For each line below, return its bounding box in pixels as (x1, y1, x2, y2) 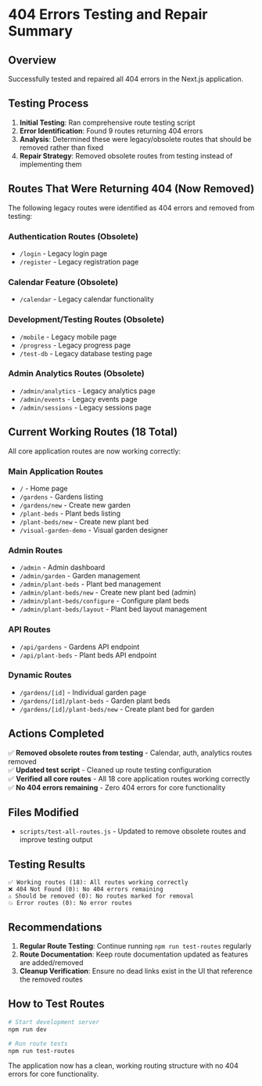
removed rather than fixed (19, 143, 104, 152)
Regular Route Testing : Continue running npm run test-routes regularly (19, 942, 252, 951)
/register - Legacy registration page (19, 257, 139, 266)
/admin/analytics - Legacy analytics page (19, 386, 156, 395)
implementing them (19, 159, 82, 169)
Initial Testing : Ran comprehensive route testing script (19, 118, 196, 127)
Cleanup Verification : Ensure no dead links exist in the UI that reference (19, 967, 253, 976)
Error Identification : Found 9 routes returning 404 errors (19, 126, 203, 135)
